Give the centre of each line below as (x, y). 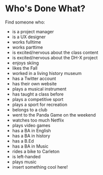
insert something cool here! (40, 167)
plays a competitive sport (38, 99)
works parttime (27, 47)
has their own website (35, 83)
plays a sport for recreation (40, 104)
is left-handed (26, 156)
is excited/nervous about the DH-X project (55, 57)
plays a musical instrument (39, 89)
